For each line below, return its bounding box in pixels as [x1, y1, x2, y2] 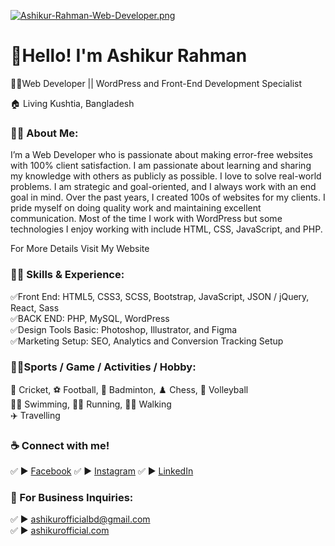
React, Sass [10, 301, 60, 314]
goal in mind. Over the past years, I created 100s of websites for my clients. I [10, 191, 326, 204]
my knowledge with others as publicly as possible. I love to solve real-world [10, 170, 322, 182]
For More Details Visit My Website [10, 243, 150, 255]
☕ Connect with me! [10, 438, 110, 452]
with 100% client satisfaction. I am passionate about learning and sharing [10, 160, 312, 172]
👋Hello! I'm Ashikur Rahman [10, 45, 248, 67]
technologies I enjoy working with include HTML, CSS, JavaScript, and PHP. [10, 223, 323, 235]
